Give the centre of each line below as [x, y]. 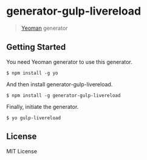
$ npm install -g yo [32, 73]
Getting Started [36, 47]
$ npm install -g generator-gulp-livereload [63, 96]
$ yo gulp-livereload [34, 118]
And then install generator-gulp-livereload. [60, 84]
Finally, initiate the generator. [43, 106]
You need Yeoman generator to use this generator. [69, 61]
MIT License [22, 151]
